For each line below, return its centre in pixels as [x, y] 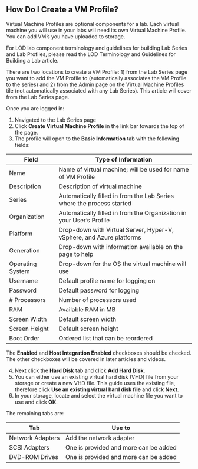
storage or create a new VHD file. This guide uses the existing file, [95, 383]
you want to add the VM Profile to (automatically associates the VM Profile [96, 78]
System [20, 271]
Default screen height [89, 329]
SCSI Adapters [29, 447]
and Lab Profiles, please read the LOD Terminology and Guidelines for [91, 54]
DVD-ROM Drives [34, 457]
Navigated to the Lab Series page [55, 120]
